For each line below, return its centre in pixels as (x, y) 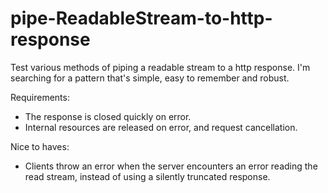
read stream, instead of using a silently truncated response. (147, 176)
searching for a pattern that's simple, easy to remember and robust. (150, 78)
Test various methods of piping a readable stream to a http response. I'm (160, 67)
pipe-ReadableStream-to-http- (141, 18)
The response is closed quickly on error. (108, 116)
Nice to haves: (40, 146)
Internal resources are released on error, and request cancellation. (161, 127)
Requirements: (40, 97)
